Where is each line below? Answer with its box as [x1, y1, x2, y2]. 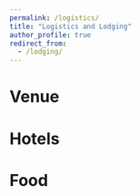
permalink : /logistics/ [9, 13, 100, 23]
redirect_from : [9, 38, 67, 48]
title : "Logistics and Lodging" [9, 22, 132, 31]
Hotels [9, 129, 61, 149]
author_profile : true [9, 30, 92, 39]
